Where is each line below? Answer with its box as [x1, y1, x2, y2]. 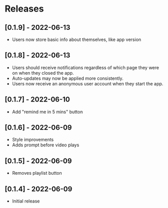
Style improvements [12, 137, 54, 143]
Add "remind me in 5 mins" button [12, 109, 83, 115]
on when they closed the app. [12, 70, 74, 76]
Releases [5, 3, 44, 15]
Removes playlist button [12, 170, 63, 176]
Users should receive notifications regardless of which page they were [12, 64, 159, 71]
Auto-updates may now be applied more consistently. [12, 75, 124, 81]
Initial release [12, 198, 40, 204]
